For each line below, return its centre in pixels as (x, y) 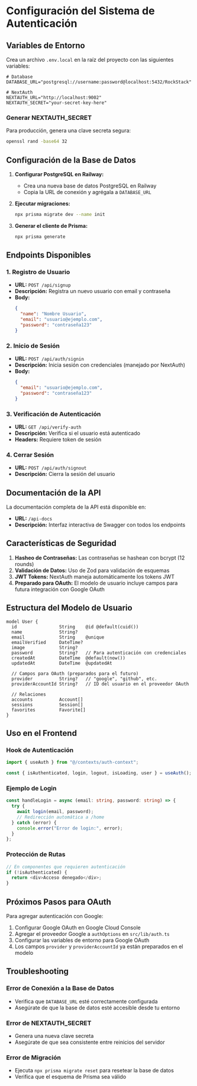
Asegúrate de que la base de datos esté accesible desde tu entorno (97, 1008)
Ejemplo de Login (31, 788)
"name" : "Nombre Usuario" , (54, 314)
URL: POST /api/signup (43, 285)
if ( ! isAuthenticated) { (37, 872)
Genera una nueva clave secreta (54, 1036)
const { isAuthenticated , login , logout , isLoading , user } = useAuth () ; (99, 773)
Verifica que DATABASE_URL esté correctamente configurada (86, 1001)
